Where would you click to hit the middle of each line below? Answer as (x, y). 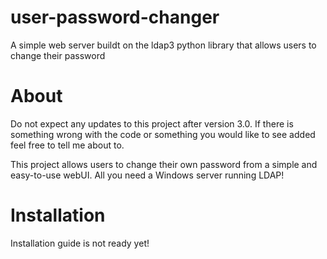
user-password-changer (115, 17)
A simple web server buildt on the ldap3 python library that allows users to (163, 45)
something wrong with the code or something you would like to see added (163, 134)
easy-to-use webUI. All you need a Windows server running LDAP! (147, 175)
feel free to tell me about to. (67, 145)
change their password (58, 55)
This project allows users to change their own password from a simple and (164, 164)
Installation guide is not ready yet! (80, 243)
